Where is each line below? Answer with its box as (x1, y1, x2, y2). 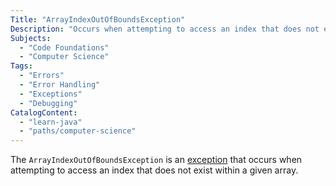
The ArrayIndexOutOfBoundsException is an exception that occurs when (10, 154, 303, 166)
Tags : (10, 61, 33, 71)
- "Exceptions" (19, 89, 83, 99)
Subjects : (10, 33, 52, 43)
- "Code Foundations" (19, 42, 110, 53)
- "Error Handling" (19, 80, 101, 90)
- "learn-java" (19, 117, 83, 127)
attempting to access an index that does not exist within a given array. (10, 164, 299, 176)
